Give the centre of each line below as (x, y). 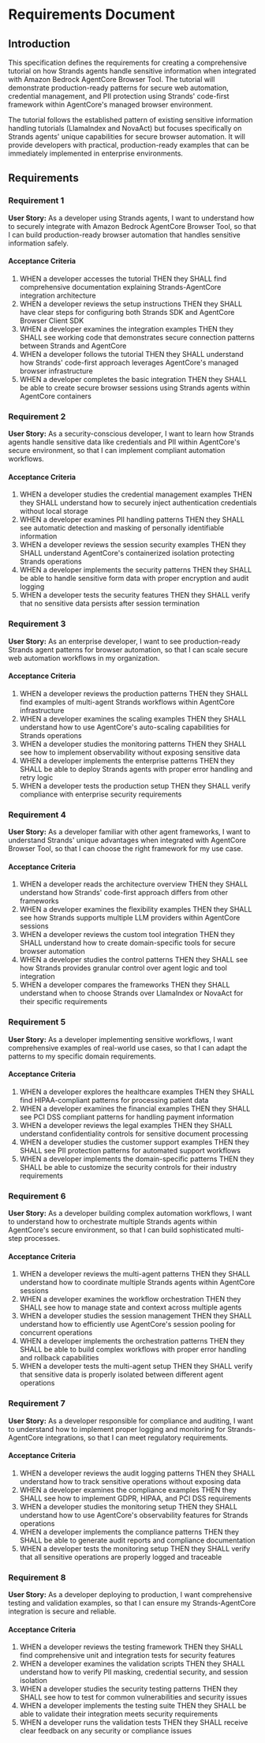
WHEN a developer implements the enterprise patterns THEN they (127, 760)
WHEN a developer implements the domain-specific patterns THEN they (137, 1159)
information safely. (38, 243)
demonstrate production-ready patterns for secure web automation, (118, 88)
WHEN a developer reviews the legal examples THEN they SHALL (126, 1125)
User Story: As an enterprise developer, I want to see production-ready (124, 641)
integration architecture (58, 295)
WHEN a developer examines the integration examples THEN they (127, 328)
